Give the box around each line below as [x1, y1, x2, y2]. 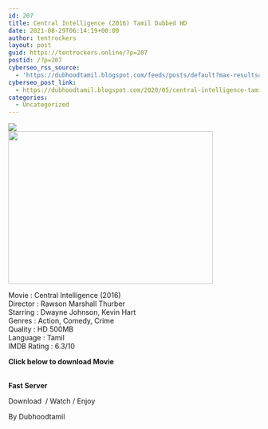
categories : [8, 93, 48, 101]
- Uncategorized [15, 101, 69, 109]
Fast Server [8, 381, 48, 391]
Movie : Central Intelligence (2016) [8, 291, 121, 300]
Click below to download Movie [8, 357, 114, 367]
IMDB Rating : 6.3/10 [8, 341, 76, 352]
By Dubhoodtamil [8, 412, 65, 422]
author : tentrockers [8, 34, 77, 42]
